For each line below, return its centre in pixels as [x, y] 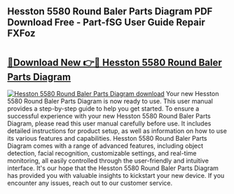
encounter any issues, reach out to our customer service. [90, 183]
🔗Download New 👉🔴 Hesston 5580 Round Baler [115, 62]
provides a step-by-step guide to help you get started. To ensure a [103, 109]
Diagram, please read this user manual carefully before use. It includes [109, 123]
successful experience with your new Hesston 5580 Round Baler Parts [109, 116]
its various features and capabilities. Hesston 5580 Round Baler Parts [107, 138]
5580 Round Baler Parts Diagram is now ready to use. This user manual [110, 101]
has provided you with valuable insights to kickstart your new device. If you [116, 175]
